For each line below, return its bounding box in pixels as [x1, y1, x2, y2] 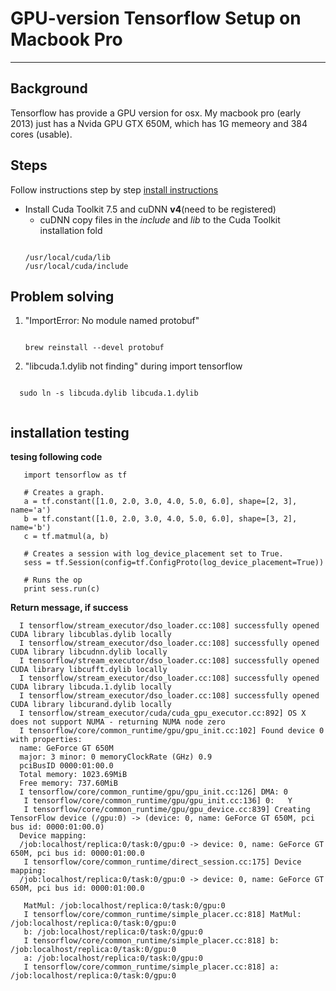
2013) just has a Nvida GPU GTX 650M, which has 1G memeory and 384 [10, 117, 308, 129]
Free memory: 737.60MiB [19, 778, 118, 789]
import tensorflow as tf [23, 470, 128, 481]
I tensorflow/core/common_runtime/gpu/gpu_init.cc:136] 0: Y [23, 796, 293, 806]
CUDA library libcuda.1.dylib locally [10, 682, 172, 692]
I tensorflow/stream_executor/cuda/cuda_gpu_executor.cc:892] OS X [19, 708, 307, 719]
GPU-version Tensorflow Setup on [10, 7, 302, 30]
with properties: [10, 735, 83, 745]
